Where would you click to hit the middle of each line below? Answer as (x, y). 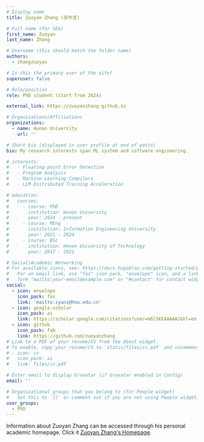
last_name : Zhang (28, 40)
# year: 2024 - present (45, 218)
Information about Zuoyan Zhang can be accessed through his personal (96, 426)
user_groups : (23, 403)
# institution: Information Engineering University (81, 229)
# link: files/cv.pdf (36, 364)
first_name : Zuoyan (31, 34)
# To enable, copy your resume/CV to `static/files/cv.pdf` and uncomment (103, 347)
